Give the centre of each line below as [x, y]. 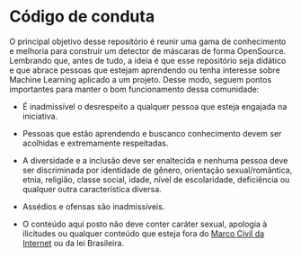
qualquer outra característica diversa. [92, 189]
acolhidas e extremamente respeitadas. [95, 143]
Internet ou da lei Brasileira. [73, 243]
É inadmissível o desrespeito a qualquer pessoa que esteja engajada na [155, 106]
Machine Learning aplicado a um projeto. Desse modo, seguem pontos [141, 79]
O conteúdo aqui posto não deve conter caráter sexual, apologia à [145, 224]
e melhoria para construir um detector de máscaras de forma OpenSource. [148, 50]
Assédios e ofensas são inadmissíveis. [93, 206]
